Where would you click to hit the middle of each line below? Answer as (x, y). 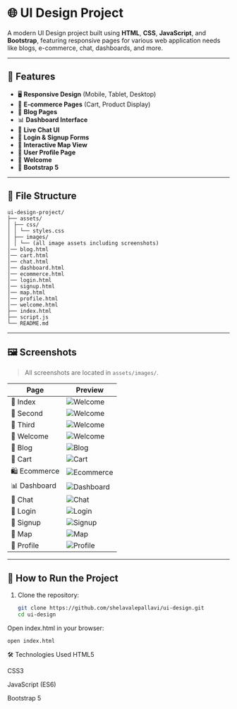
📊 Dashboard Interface (53, 119)
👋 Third (23, 425)
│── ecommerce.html (36, 274)
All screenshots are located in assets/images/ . (91, 373)
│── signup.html (31, 286)
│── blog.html (28, 249)
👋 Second (27, 414)
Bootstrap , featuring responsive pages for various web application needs (114, 40)
